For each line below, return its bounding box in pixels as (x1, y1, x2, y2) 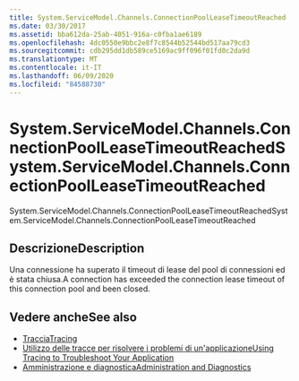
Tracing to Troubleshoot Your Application (21, 352, 175, 363)
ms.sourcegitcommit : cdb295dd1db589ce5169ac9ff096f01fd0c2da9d (9, 47, 251, 56)
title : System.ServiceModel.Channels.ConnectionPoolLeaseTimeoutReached (9, 13, 286, 22)
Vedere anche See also (9, 309, 137, 325)
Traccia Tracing (21, 333, 78, 344)
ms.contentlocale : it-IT (9, 64, 102, 73)
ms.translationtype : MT (9, 55, 98, 64)
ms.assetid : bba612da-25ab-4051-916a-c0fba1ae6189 (9, 30, 202, 39)
